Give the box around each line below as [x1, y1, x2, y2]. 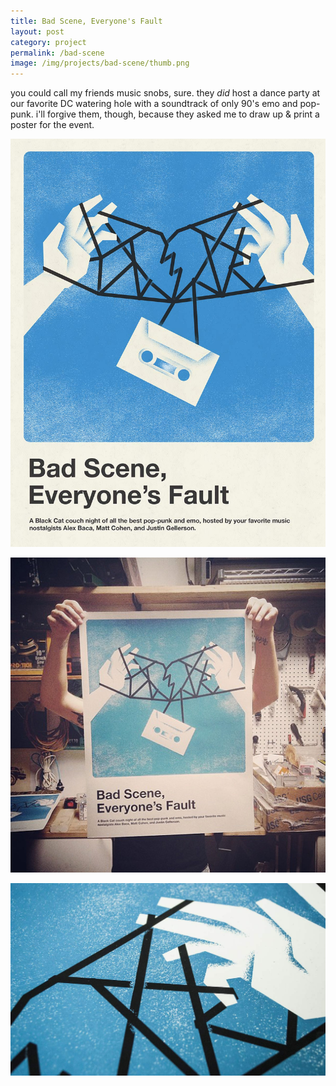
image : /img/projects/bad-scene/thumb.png [10, 58, 190, 69]
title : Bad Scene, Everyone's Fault [10, 16, 163, 26]
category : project [10, 37, 87, 47]
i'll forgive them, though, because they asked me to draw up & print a [35, 108, 320, 120]
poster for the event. [10, 119, 95, 131]
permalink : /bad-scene [10, 48, 105, 58]
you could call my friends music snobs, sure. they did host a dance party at [10, 87, 321, 99]
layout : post [10, 26, 65, 37]
